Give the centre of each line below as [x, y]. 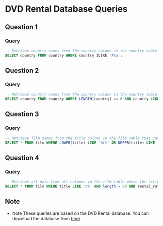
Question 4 [22, 158]
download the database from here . [47, 218]
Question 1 [21, 27]
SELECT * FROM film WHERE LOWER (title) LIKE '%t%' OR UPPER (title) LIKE [80, 143]
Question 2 [22, 71]
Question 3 [22, 114]
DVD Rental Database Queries [66, 9]
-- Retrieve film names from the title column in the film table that [78, 138]
